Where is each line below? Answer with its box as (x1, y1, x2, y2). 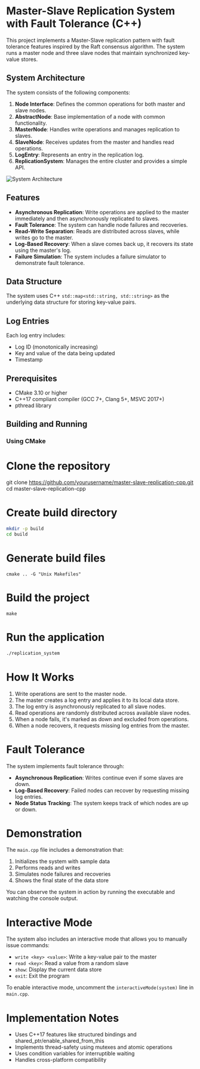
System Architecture (6, 73, 85, 83)
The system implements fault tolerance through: (6, 762, 124, 769)
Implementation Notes (6, 1011, 119, 1025)
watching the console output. (6, 895, 78, 902)
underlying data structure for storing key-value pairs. (6, 298, 136, 306)
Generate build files (6, 552, 106, 565)
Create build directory (6, 506, 118, 520)
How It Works (6, 670, 75, 684)
